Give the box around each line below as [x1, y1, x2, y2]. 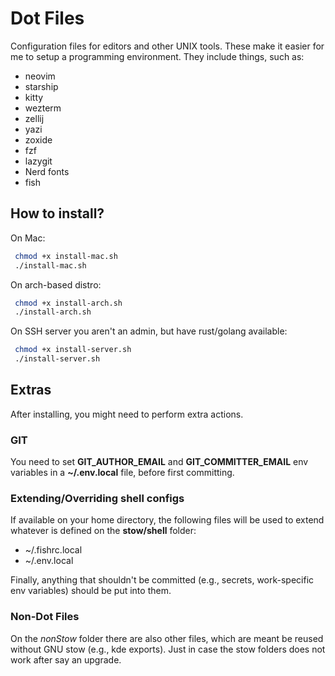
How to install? [10, 205, 105, 222]
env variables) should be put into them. [10, 585, 172, 597]
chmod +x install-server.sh [14, 345, 132, 355]
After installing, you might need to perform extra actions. [10, 408, 244, 420]
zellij [24, 112, 45, 124]
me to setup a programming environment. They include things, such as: [10, 50, 305, 62]
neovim [24, 70, 56, 82]
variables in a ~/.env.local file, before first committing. [10, 467, 235, 479]
